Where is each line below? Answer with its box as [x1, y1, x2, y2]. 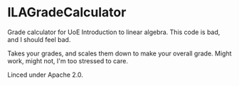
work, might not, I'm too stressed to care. [7, 56, 128, 65]
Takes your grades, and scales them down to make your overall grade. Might [7, 49, 233, 58]
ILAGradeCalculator [7, 4, 127, 21]
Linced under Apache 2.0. [7, 70, 84, 79]
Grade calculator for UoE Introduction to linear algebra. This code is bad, [7, 28, 221, 36]
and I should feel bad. [7, 35, 71, 43]
